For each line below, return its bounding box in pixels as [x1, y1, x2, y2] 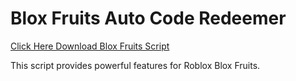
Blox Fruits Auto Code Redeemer [10, 7, 287, 30]
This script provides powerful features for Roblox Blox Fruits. [10, 59, 261, 71]
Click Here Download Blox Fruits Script [10, 40, 170, 52]
